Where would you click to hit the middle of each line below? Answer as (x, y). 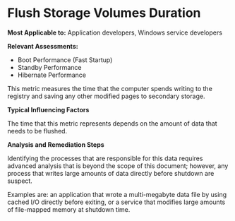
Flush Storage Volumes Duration (104, 13)
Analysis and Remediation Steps (56, 144)
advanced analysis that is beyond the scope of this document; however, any (118, 166)
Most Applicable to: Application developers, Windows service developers (115, 32)
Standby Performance (49, 67)
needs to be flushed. (37, 131)
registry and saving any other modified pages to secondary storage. (106, 96)
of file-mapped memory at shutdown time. (69, 209)
